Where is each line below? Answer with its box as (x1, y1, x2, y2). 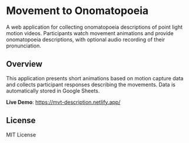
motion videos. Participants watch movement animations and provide (6, 29, 174, 36)
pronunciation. (6, 42, 41, 49)
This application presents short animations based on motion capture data (6, 74, 184, 81)
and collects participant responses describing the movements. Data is (6, 81, 175, 88)
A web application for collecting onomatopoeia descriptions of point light (6, 23, 183, 30)
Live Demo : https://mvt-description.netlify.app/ (6, 98, 121, 105)
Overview (6, 59, 43, 69)
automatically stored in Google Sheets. (6, 87, 100, 94)
